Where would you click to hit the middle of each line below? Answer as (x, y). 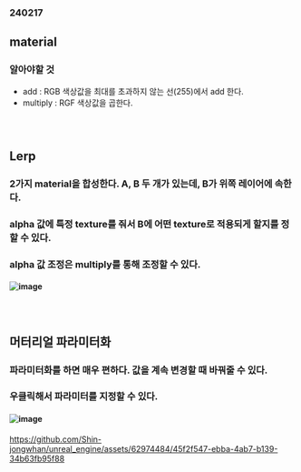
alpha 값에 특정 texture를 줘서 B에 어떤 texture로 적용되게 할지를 (144, 224)
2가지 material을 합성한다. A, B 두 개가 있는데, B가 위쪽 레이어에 (141, 184)
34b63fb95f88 (37, 458)
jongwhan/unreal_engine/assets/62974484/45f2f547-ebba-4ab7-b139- (144, 448)
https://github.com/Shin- (56, 439)
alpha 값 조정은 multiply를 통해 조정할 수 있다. (105, 264)
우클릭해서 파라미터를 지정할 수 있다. (84, 397)
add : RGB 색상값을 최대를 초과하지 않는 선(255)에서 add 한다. (133, 91)
